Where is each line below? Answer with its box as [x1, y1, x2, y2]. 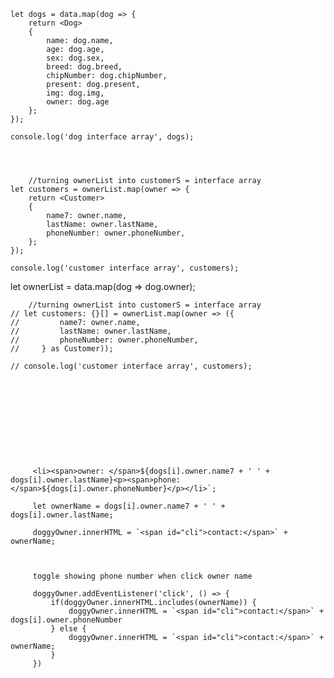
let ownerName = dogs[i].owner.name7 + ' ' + [32, 501, 226, 511]
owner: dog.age [46, 97, 110, 107]
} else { [50, 624, 87, 634]
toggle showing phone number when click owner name [32, 571, 253, 581]
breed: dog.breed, [46, 62, 123, 72]
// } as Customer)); [10, 344, 114, 354]
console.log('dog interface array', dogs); [10, 132, 195, 142]
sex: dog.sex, [46, 53, 105, 63]
